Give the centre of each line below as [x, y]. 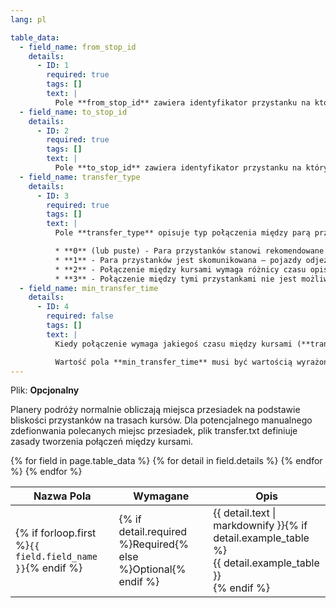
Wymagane [161, 496]
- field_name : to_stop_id [73, 112]
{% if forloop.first [56, 533]
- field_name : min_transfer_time [89, 288]
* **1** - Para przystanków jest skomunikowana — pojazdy [178, 260]
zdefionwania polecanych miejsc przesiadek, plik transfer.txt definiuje [154, 431]
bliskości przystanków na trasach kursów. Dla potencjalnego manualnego [161, 420]
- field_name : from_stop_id [78, 47]
